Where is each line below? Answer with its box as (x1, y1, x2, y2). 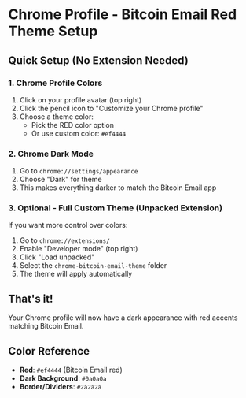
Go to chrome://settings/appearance (19, 166, 138, 176)
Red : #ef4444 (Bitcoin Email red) (19, 365, 123, 375)
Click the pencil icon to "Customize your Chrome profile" (19, 103, 204, 113)
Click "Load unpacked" (19, 252, 95, 262)
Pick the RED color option (31, 120, 114, 129)
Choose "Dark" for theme (19, 175, 102, 184)
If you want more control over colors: (8, 221, 128, 230)
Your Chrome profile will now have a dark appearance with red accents (8, 313, 238, 322)
